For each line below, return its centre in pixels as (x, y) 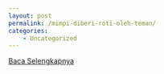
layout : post (30, 16)
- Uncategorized (50, 38)
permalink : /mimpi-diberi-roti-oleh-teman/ (82, 23)
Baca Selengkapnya (41, 61)
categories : (28, 31)
